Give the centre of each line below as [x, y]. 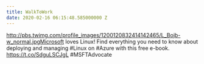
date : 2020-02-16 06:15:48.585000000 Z [57, 18]
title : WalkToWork [30, 12]
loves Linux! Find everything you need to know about [132, 41]
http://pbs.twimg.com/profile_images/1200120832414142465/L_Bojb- [93, 35]
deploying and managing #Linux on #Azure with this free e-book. [88, 48]
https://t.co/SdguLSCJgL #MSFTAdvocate [59, 54]
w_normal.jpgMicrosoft [35, 41]
